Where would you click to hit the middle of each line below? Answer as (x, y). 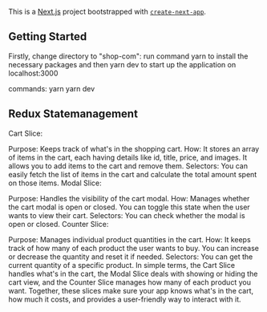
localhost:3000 (33, 73)
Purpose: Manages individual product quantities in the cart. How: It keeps (129, 239)
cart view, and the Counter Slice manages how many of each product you (129, 282)
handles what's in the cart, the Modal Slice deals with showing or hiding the (133, 274)
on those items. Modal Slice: (55, 183)
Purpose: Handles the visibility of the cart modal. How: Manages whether (129, 198)
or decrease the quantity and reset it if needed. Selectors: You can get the (131, 257)
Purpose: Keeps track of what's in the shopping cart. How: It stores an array (134, 148)
